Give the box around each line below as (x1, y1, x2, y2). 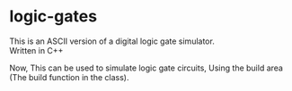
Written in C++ (9, 45, 64, 55)
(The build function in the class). (9, 71, 129, 82)
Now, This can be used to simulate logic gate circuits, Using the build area (9, 62, 283, 73)
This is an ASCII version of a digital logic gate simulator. (9, 36, 216, 46)
